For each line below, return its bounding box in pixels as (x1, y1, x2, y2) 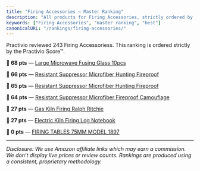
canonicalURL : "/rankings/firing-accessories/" (6, 25, 127, 31)
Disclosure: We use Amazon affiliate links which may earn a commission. (6, 145, 186, 153)
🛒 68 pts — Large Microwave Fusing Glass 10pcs (6, 59, 126, 66)
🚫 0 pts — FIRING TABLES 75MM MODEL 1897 (6, 128, 120, 135)
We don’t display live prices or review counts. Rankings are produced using (6, 152, 192, 159)
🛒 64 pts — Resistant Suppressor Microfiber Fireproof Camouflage (6, 94, 170, 101)
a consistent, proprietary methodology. (6, 158, 102, 165)
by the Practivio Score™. (6, 48, 65, 55)
